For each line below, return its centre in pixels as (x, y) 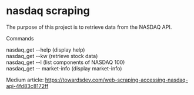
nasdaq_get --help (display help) (46, 50)
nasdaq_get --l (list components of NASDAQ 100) (66, 62)
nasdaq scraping (48, 11)
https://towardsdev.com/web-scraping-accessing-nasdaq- (116, 80)
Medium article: (25, 80)
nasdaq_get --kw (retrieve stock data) (52, 56)
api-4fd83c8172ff (27, 86)
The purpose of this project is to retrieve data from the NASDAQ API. (89, 27)
